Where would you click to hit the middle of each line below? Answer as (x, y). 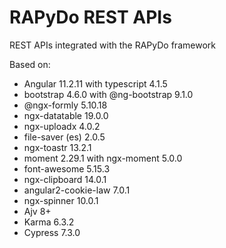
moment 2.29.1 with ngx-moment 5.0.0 (103, 158)
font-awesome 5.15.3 (67, 168)
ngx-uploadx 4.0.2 (62, 126)
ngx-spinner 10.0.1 (61, 200)
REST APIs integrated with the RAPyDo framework (112, 45)
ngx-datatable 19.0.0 (66, 115)
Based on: (30, 64)
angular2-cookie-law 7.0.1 (77, 190)
